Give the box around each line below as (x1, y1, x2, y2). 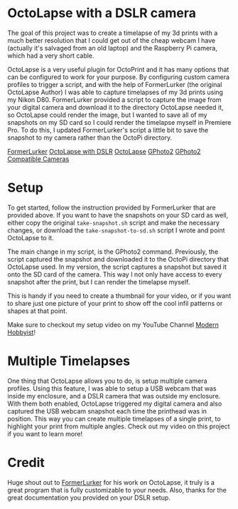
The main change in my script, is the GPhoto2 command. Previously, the (7, 247, 219, 256)
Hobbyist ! (7, 328, 36, 336)
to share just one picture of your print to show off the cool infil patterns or (7, 299, 223, 307)
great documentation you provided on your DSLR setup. (7, 493, 171, 502)
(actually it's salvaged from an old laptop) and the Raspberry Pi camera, (7, 43, 218, 52)
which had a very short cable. (7, 51, 94, 60)
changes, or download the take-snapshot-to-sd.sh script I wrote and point (7, 226, 225, 235)
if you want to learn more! (7, 429, 83, 438)
